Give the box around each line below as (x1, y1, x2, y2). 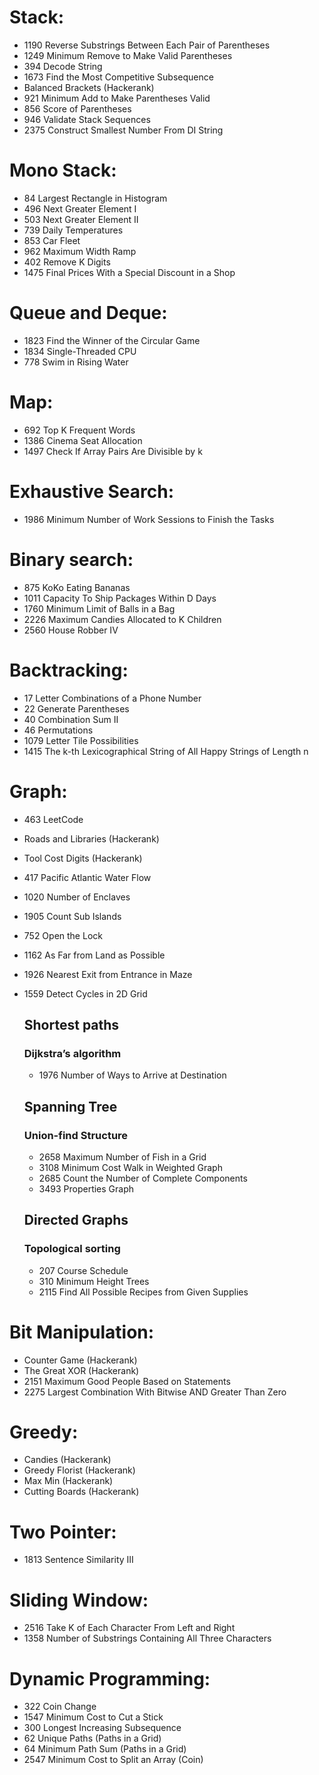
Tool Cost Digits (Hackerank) (23, 852, 143, 864)
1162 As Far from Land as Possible (23, 949, 166, 961)
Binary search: (9, 548, 134, 571)
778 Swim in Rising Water (23, 356, 129, 368)
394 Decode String (23, 60, 103, 72)
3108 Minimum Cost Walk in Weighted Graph (38, 1161, 223, 1173)
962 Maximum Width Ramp (23, 245, 137, 257)
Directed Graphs (23, 1212, 129, 1229)
